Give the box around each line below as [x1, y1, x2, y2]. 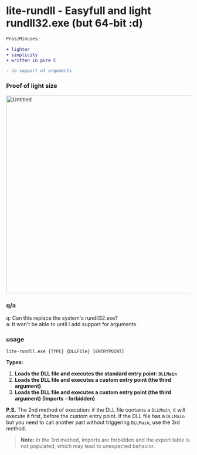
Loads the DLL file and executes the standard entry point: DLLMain [14, 370, 177, 377]
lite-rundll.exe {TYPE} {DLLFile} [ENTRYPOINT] [6, 348, 125, 355]
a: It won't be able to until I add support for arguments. [6, 320, 138, 327]
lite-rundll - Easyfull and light [6, 4, 151, 18]
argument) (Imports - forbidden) [14, 395, 96, 402]
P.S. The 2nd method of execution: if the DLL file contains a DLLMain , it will [6, 406, 186, 413]
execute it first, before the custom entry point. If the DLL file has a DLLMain [6, 413, 185, 420]
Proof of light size [6, 82, 57, 90]
